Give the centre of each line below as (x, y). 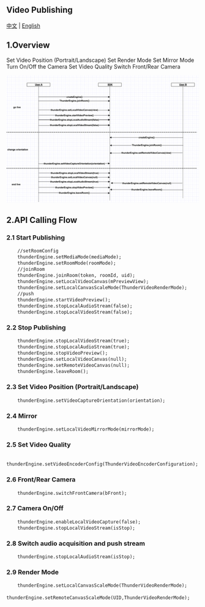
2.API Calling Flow (42, 220)
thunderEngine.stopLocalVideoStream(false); (75, 312)
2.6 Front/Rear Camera (41, 480)
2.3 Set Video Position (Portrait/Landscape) (73, 387)
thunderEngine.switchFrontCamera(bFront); (72, 493)
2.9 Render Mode (33, 572)
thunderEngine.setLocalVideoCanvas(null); (72, 360)
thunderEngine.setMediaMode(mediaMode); (69, 257)
